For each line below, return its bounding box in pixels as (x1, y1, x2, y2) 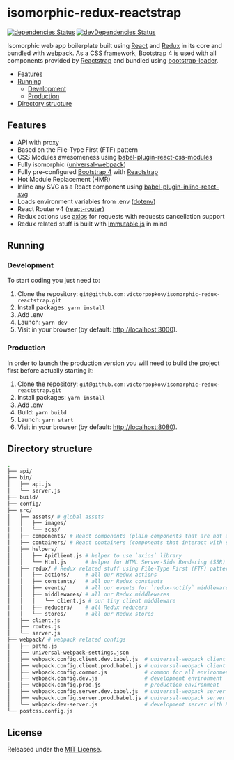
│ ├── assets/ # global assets (7, 513, 104, 520)
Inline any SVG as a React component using (17, 183, 143, 191)
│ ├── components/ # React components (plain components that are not (7, 533, 223, 540)
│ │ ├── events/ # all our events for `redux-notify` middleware (7, 584, 229, 591)
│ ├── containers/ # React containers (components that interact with (7, 539, 223, 546)
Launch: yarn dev (17, 318, 68, 327)
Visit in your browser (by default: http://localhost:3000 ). (17, 325, 178, 334)
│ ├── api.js (7, 481, 52, 488)
